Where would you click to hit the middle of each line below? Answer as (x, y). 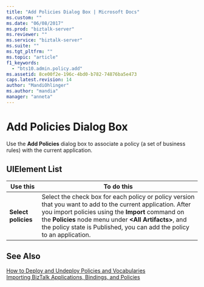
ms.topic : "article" (32, 57)
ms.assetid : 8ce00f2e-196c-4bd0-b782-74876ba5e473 (72, 74)
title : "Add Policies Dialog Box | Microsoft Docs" (73, 12)
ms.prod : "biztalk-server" (40, 29)
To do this (118, 186)
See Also (23, 256)
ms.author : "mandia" (32, 91)
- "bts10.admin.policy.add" (47, 68)
